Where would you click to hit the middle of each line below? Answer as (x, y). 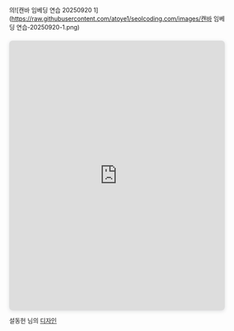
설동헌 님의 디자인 (33, 320)
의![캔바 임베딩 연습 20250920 (51, 10)
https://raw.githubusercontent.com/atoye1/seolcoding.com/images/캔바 (112, 19)
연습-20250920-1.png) (48, 27)
